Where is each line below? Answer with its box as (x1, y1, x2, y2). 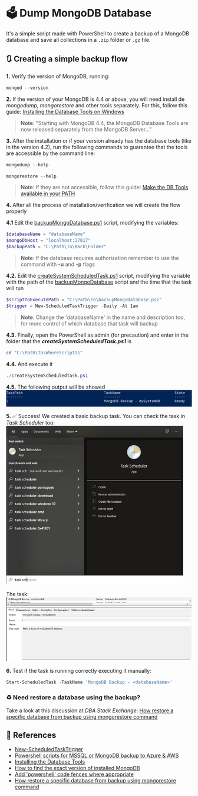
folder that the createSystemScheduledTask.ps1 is (6, 337, 132, 344)
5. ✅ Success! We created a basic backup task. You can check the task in (6, 412, 186, 419)
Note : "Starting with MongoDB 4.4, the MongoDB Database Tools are (20, 119, 189, 126)
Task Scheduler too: (6, 419, 55, 426)
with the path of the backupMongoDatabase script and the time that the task (6, 278, 192, 285)
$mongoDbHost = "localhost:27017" (6, 238, 91, 244)
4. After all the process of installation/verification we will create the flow (6, 202, 181, 209)
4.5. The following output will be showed (6, 383, 105, 390)
